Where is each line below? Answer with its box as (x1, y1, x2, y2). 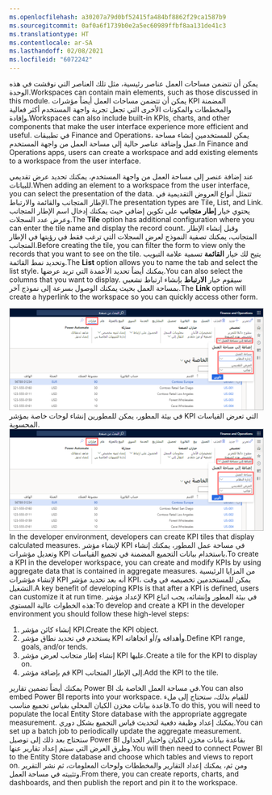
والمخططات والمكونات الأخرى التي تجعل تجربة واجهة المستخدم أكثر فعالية (9, 105, 232, 114)
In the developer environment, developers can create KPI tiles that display (9, 532, 255, 541)
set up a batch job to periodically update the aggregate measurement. (9, 726, 242, 735)
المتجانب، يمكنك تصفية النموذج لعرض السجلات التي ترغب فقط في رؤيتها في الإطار (9, 232, 257, 242)
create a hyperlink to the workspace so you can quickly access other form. (9, 292, 258, 301)
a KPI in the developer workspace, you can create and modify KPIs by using (9, 557, 262, 567)
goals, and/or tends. (20, 641, 88, 651)
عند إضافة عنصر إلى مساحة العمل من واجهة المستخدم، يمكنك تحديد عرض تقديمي (9, 172, 253, 181)
